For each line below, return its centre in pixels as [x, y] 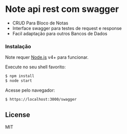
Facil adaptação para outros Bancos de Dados [60, 33]
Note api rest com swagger [62, 9]
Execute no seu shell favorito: [35, 67]
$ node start [19, 81]
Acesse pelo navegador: [30, 90]
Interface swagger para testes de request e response [67, 28]
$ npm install [20, 76]
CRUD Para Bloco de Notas [40, 23]
